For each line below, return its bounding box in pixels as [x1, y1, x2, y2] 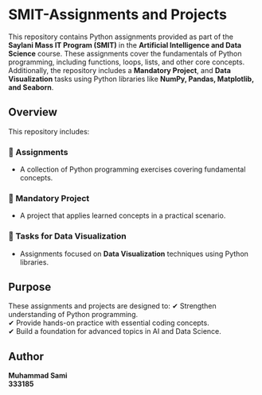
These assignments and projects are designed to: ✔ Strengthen [8, 301, 217, 311]
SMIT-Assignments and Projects [8, 6, 227, 24]
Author [8, 350, 44, 363]
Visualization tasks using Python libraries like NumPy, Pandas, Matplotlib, [8, 74, 255, 83]
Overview [8, 106, 58, 119]
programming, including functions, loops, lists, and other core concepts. [8, 57, 245, 67]
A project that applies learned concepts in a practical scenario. [19, 211, 226, 220]
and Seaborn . [8, 82, 54, 92]
